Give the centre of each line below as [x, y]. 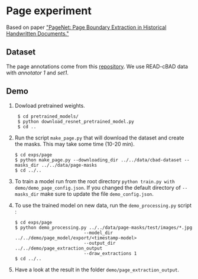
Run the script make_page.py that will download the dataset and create [99, 138]
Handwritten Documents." [38, 33]
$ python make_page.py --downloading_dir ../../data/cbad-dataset [98, 160]
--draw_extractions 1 [110, 253]
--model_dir [98, 233]
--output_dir [100, 243]
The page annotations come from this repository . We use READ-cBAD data [97, 66]
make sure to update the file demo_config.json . [97, 194]
